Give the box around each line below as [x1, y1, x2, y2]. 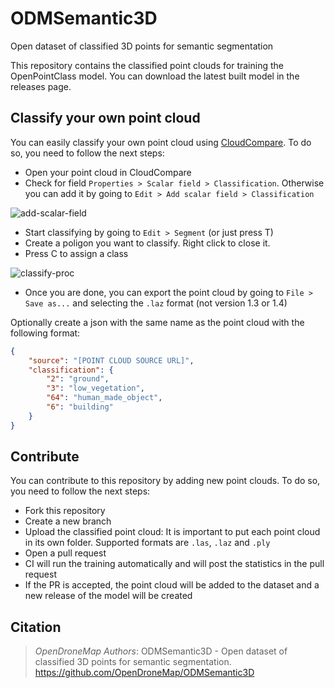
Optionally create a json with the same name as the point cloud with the [10, 316, 305, 328]
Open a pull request [24, 547, 107, 559]
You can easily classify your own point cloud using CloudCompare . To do [10, 136, 312, 148]
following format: [10, 327, 81, 339]
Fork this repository [24, 505, 106, 517]
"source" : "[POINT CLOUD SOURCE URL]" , [28, 355, 195, 366]
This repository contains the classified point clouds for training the [10, 59, 284, 71]
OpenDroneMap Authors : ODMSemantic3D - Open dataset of [34, 645, 288, 657]
